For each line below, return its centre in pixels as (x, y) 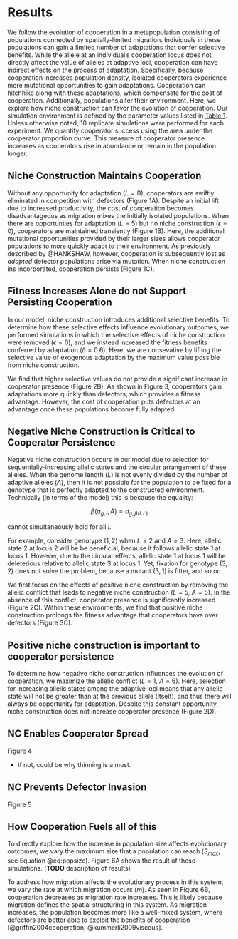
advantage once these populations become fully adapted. (92, 409)
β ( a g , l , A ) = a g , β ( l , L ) (119, 512)
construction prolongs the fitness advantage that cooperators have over (113, 615)
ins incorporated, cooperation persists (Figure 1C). (81, 269)
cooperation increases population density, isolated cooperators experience (117, 77)
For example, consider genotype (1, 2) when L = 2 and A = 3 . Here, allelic (114, 541)
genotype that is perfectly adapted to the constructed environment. (106, 490)
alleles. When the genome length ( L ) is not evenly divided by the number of (118, 475)
